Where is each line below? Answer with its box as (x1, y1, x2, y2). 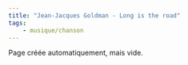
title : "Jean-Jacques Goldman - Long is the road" (8, 11, 181, 20)
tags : (8, 19, 26, 27)
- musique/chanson (22, 26, 84, 34)
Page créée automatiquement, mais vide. (8, 48, 144, 58)
